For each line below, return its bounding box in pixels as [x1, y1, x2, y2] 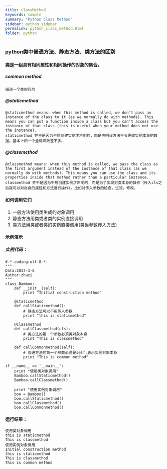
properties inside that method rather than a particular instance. [5, 175, 149, 180]
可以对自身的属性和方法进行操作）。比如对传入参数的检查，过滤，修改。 [12, 185, 138, 191]
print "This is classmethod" [23, 336, 84, 341]
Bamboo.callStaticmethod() [14, 373, 71, 379]
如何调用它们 [5, 197, 32, 203]
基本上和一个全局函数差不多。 [12, 139, 65, 144]
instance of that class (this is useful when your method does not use [5, 124, 158, 129]
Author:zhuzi [5, 272, 33, 278]
